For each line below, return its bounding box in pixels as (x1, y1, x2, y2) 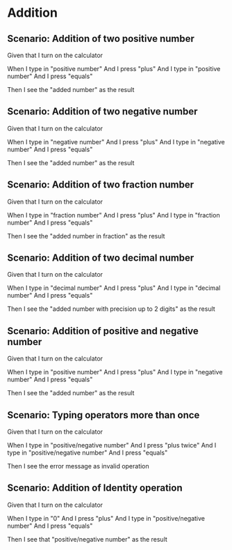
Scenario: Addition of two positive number (7, 33, 194, 45)
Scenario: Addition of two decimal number (7, 252, 194, 264)
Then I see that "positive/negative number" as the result (7, 535, 168, 543)
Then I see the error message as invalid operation (7, 462, 149, 471)
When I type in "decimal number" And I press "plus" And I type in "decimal (7, 284, 221, 292)
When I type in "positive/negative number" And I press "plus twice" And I (7, 441, 217, 450)
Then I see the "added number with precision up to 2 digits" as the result (7, 305, 215, 313)
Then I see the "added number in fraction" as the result (7, 231, 165, 240)
